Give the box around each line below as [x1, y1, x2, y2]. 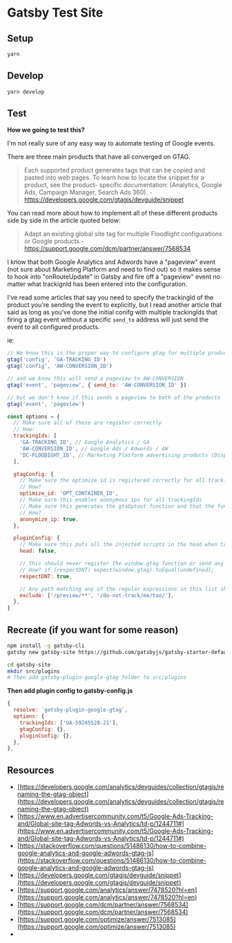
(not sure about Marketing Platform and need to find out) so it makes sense [7, 265, 221, 274]
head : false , [19, 547, 57, 555]
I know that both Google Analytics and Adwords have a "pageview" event [7, 258, 216, 266]
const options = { [7, 413, 60, 420]
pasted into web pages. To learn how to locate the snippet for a [23, 173, 205, 182]
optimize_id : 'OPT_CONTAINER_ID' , [19, 490, 119, 497]
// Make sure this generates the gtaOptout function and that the [19, 502, 215, 510]
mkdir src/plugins [7, 667, 60, 675]
